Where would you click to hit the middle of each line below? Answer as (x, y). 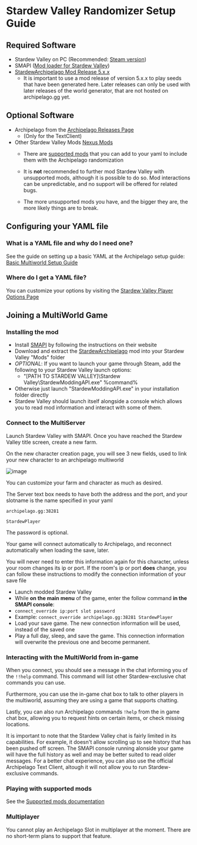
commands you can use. (36, 683)
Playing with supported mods (49, 789)
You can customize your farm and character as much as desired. (84, 483)
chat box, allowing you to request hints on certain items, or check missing (95, 718)
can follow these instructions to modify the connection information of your (96, 574)
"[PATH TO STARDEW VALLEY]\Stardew (72, 376)
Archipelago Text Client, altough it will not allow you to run (76, 767)
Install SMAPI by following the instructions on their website (86, 345)
